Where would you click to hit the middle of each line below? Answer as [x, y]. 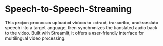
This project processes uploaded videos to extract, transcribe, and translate [81, 23]
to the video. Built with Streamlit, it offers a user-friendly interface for [75, 33]
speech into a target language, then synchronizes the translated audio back [81, 27]
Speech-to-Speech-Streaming [69, 9]
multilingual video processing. [35, 38]
